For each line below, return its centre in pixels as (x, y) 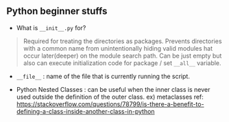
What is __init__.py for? (51, 27)
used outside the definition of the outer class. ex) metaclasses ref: (110, 97)
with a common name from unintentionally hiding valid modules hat (118, 48)
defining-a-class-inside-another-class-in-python (85, 111)
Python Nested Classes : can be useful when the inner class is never (113, 89)
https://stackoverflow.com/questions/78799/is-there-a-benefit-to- (110, 104)
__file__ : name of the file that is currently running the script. (103, 76)
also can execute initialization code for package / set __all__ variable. (122, 63)
